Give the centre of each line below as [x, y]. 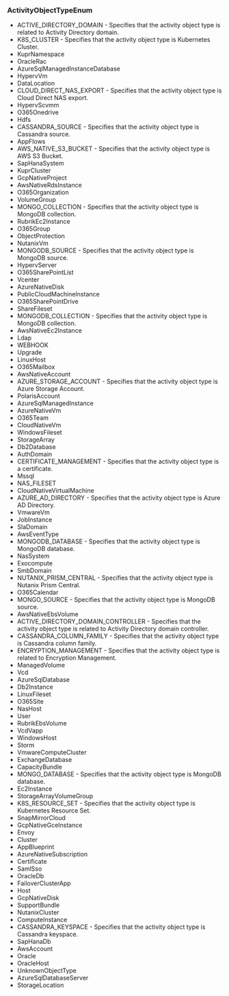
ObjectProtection [41, 236]
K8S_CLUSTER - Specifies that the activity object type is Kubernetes [113, 40]
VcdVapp [30, 730]
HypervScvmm [38, 105]
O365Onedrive [38, 112]
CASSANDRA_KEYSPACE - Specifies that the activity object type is [111, 927]
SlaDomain [32, 527]
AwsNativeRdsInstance [49, 185]
